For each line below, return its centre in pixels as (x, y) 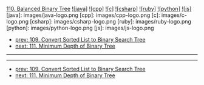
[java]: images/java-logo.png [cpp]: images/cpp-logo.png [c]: (83, 15)
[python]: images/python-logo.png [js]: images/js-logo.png (80, 28)
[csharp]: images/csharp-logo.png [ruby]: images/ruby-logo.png (110, 21)
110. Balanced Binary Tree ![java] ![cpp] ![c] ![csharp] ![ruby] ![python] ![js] (99, 9)
